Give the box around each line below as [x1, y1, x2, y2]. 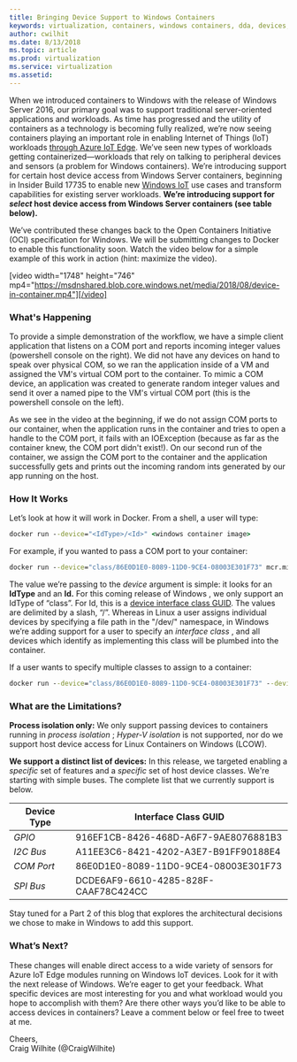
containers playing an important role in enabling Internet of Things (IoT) [9, 132, 270, 142]
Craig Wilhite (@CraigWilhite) [9, 1043, 116, 1053]
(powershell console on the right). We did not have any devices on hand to [9, 350, 280, 361]
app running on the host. [9, 471, 99, 481]
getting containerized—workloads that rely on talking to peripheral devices [9, 151, 281, 162]
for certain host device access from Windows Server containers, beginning [9, 170, 283, 181]
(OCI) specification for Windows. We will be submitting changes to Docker [9, 234, 280, 244]
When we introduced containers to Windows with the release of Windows [9, 95, 277, 105]
